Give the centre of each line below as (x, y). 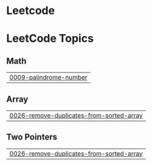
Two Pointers (32, 137)
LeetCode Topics (50, 39)
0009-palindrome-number (48, 78)
